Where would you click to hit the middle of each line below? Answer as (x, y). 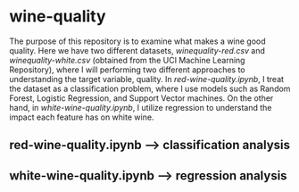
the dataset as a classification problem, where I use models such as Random (150, 88)
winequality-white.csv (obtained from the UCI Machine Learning (127, 60)
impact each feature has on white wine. (82, 117)
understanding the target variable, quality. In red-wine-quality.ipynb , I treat (146, 79)
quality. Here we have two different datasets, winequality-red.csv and (137, 50)
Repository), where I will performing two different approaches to (127, 70)
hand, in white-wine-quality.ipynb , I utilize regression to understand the (141, 107)
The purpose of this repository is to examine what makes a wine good (137, 41)
